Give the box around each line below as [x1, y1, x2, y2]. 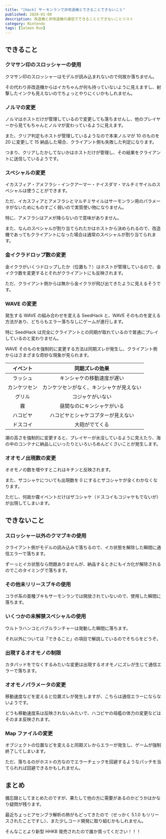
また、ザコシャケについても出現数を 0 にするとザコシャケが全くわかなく [5, 477, 154, 483]
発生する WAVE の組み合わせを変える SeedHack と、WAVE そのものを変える [5, 313, 161, 318]
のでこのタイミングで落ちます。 [5, 567, 70, 573]
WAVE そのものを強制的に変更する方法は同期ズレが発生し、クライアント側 [5, 346, 158, 352]
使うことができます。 [26, 188, 70, 194]
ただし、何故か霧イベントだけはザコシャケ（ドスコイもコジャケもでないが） [5, 494, 161, 500]
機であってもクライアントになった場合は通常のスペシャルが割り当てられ [5, 231, 152, 238]
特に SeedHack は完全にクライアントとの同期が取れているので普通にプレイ [5, 329, 159, 335]
